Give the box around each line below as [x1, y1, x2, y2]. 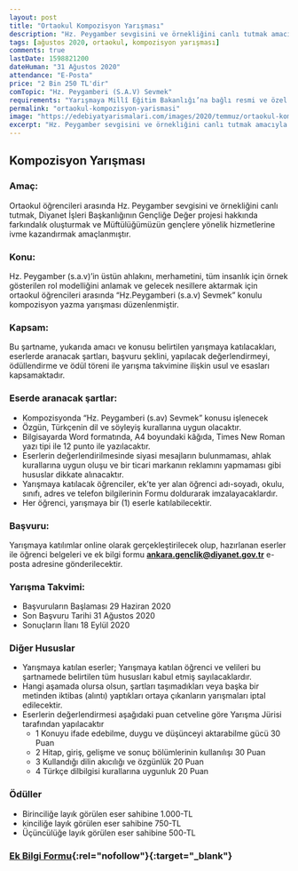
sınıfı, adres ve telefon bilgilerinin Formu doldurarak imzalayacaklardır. [21, 488, 278, 499]
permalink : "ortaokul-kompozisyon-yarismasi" [9, 104, 180, 113]
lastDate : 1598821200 [9, 54, 90, 63]
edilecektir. [21, 699, 63, 711]
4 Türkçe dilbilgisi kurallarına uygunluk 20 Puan [35, 766, 209, 777]
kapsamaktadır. [9, 370, 66, 380]
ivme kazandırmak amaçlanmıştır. [9, 228, 131, 239]
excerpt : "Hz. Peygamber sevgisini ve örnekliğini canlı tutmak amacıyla [9, 121, 288, 130]
